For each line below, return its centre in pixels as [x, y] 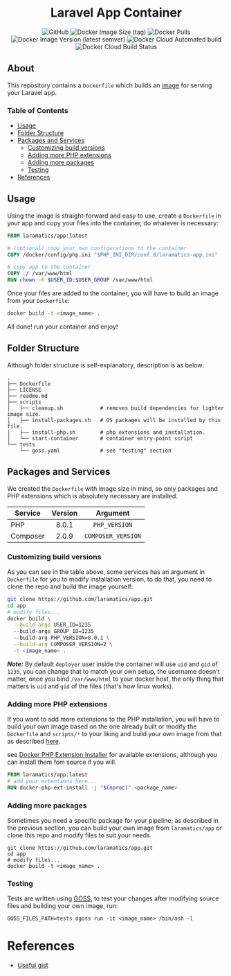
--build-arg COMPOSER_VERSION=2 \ [63, 645]
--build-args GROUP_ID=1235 [54, 631]
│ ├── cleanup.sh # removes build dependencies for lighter [116, 408]
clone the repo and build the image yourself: [70, 586]
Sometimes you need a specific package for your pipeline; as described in [113, 820]
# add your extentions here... [52, 781]
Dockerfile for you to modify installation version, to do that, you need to [110, 579]
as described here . [34, 741]
